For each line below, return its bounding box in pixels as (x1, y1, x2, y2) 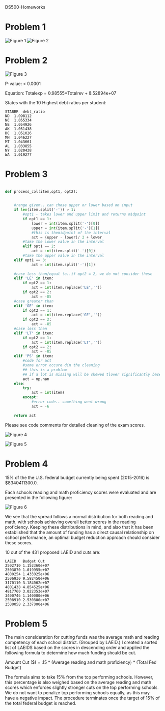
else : (14, 381, 26, 386)
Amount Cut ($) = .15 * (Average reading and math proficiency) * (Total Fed (5, 659, 157, 665)
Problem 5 (5, 618, 48, 629)
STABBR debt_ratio (5, 109, 45, 114)
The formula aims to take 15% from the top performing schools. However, (5, 674, 154, 680)
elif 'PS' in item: (14, 354, 54, 358)
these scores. (5, 539, 33, 545)
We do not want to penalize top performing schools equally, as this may (5, 690, 150, 696)
